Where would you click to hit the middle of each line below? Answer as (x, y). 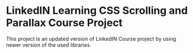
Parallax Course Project (64, 23)
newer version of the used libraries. (49, 45)
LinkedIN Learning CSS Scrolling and (97, 11)
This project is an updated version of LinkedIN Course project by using (91, 39)
